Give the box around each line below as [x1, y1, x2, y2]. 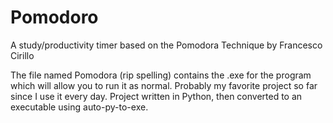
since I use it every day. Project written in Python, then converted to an [10, 90, 303, 102]
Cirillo [10, 49, 35, 61]
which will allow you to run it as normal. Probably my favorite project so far [10, 79, 318, 91]
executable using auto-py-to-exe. [10, 101, 149, 113]
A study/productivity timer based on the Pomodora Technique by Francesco [10, 39, 323, 51]
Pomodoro [10, 6, 99, 29]
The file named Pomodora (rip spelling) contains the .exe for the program [10, 69, 312, 81]
